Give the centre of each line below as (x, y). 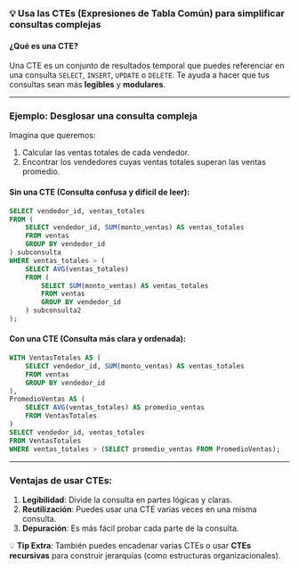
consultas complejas (55, 24)
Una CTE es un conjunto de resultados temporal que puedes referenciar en (147, 66)
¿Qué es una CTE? (44, 45)
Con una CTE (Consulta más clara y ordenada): (98, 339)
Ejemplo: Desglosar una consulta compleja (103, 116)
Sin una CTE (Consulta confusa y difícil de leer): (100, 192)
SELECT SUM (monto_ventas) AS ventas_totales (125, 285)
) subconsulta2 (53, 310)
